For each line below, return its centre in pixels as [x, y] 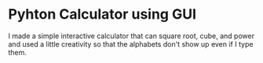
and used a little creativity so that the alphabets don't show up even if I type [131, 44]
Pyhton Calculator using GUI [102, 14]
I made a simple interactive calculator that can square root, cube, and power [131, 36]
